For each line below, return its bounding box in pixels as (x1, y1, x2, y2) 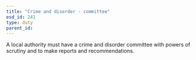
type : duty (6, 19, 33, 25)
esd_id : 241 (6, 14, 36, 20)
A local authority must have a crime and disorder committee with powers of (6, 41, 191, 48)
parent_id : (6, 25, 33, 31)
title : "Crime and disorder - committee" (6, 8, 110, 15)
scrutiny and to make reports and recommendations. (6, 48, 135, 55)
